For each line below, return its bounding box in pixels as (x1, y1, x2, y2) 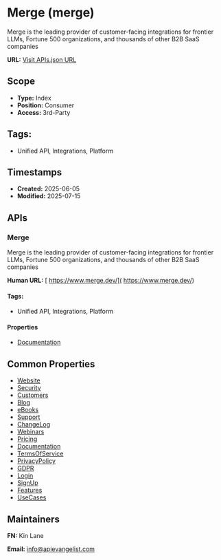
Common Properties (7, 358, 95, 369)
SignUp (16, 479, 39, 487)
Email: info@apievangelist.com (7, 545, 95, 553)
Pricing (16, 435, 38, 443)
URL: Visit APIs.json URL (7, 55, 77, 63)
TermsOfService (16, 449, 64, 458)
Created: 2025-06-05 (16, 184, 80, 193)
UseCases (16, 493, 47, 502)
